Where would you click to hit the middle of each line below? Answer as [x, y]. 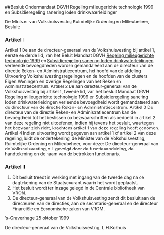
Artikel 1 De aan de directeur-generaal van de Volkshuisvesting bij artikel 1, [80, 50]
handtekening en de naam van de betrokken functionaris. [63, 154]
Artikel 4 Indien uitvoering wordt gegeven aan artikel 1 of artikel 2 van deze [81, 133]
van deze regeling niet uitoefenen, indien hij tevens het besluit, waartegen [80, 123]
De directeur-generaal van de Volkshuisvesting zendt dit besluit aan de [84, 198]
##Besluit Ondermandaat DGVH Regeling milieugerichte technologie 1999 [79, 7]
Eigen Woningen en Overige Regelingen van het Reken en [63, 81]
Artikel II [15, 167]
